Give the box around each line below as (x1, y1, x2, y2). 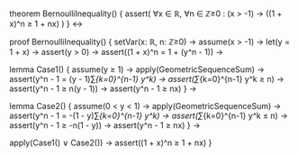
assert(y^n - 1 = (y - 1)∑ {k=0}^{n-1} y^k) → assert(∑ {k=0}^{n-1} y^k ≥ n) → (9, 74, 285, 84)
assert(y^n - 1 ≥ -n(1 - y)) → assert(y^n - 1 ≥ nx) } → (9, 120, 201, 130)
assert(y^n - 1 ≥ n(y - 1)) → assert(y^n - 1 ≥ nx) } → (9, 83, 197, 94)
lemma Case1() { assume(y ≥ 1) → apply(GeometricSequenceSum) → (9, 64, 266, 75)
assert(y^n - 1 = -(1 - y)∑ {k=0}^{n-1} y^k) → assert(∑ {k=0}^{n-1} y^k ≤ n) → (9, 110, 288, 121)
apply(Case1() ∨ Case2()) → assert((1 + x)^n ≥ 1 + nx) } (9, 137, 212, 148)
